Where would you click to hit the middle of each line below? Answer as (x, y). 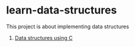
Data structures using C (44, 38)
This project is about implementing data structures (67, 26)
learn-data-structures (62, 10)
